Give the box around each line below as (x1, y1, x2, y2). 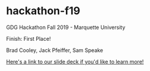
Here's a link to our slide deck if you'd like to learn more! (6, 58, 144, 65)
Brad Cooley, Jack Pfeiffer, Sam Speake (6, 46, 104, 54)
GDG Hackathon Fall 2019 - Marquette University (6, 24, 126, 31)
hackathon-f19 (6, 4, 81, 18)
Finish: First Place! (6, 35, 52, 42)
